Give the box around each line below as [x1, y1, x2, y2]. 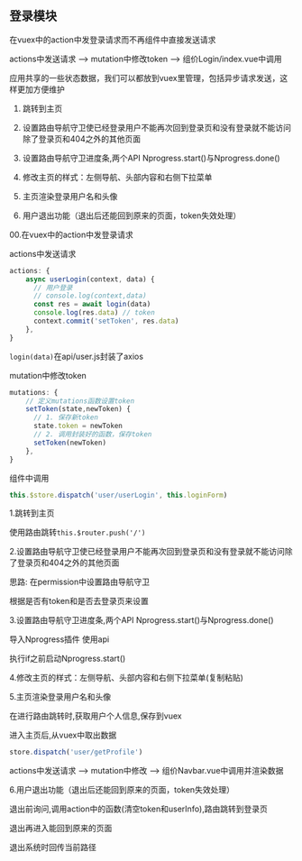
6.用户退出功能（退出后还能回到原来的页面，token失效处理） [9, 784, 234, 795]
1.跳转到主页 [9, 508, 55, 518]
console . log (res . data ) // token [32, 308, 155, 317]
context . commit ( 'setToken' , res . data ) [32, 316, 179, 326]
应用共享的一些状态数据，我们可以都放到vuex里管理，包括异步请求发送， [9, 72, 280, 83]
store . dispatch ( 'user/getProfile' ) [9, 747, 143, 757]
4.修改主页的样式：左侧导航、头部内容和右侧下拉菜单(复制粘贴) [9, 673, 243, 683]
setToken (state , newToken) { [25, 405, 131, 414]
